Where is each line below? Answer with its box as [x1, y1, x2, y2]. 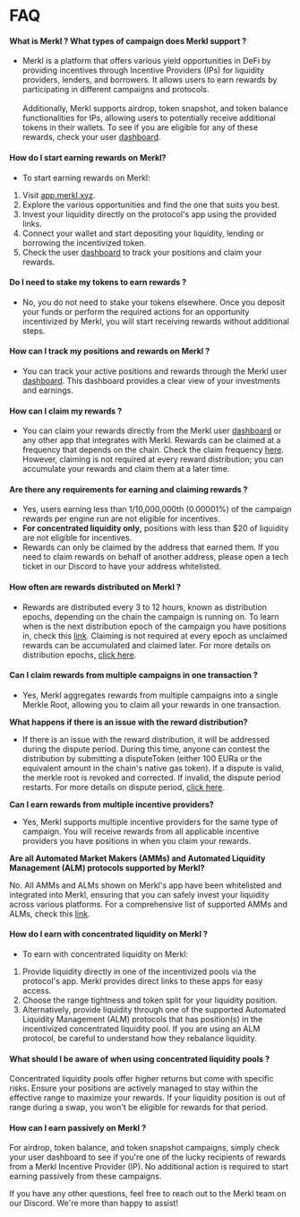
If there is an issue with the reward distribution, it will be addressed [21, 734, 270, 744]
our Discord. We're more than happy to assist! [9, 1198, 179, 1209]
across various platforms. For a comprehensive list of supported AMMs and [9, 899, 288, 909]
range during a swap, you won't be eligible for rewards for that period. [9, 1102, 269, 1113]
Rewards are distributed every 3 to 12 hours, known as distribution [21, 602, 267, 613]
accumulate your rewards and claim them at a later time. [21, 464, 230, 474]
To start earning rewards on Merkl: [21, 172, 150, 183]
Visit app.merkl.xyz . [21, 189, 96, 200]
